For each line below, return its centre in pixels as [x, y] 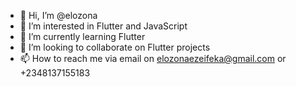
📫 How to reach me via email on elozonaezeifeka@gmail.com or [153, 58]
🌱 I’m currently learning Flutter [82, 36]
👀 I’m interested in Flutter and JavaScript [103, 26]
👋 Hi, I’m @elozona [58, 15]
